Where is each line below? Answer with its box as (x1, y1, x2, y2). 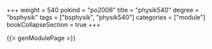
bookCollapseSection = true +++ (6, 21, 101, 28)
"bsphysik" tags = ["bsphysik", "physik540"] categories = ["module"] (6, 13, 206, 21)
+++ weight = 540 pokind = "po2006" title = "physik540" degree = (6, 6, 199, 14)
